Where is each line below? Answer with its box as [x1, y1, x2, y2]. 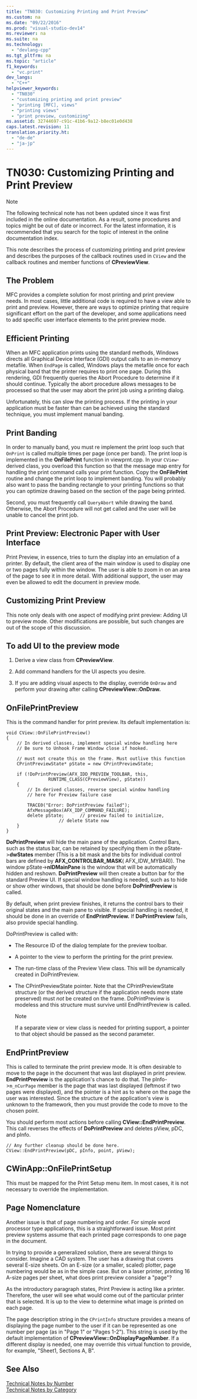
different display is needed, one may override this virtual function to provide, [6, 1341, 192, 1348]
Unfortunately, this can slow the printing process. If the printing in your [6, 398, 178, 405]
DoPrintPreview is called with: [6, 931, 78, 938]
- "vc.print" [11, 69, 44, 75]
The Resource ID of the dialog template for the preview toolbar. [14, 942, 168, 949]
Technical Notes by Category [6, 1386, 77, 1393]
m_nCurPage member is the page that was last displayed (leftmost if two [9, 1082, 181, 1090]
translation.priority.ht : [6, 129, 69, 136]
